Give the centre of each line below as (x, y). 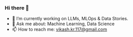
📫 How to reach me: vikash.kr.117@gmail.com (59, 30)
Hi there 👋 (17, 8)
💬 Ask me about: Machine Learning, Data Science (63, 24)
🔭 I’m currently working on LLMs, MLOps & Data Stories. (70, 19)
